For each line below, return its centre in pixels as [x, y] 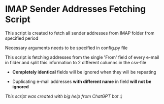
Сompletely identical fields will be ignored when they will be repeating [84, 72]
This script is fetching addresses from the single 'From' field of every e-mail [82, 57]
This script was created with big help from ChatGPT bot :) [64, 96]
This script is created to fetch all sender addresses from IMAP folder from [80, 33]
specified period [22, 38]
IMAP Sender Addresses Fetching [76, 9]
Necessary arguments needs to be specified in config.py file [66, 48]
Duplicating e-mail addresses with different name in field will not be [82, 81]
